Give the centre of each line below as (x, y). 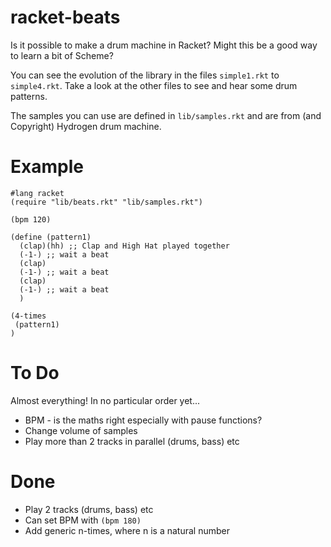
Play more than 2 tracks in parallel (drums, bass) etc (132, 441)
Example (47, 167)
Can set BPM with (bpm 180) (83, 520)
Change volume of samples (81, 430)
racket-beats (65, 17)
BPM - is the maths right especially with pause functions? (143, 420)
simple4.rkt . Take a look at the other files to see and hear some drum (154, 85)
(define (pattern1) (51, 237)
